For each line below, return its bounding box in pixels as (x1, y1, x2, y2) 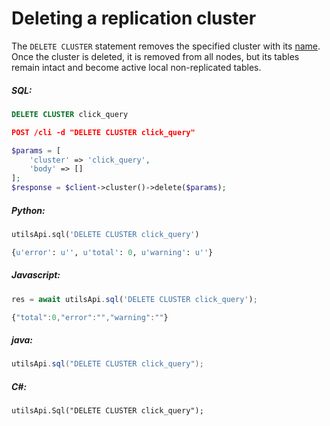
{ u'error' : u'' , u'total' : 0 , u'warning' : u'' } (11, 247, 214, 257)
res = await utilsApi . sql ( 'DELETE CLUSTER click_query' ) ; (11, 294, 258, 304)
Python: (11, 204, 46, 216)
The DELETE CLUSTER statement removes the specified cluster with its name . (11, 40, 321, 52)
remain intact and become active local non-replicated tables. (11, 61, 262, 73)
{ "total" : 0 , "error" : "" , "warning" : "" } (11, 312, 169, 322)
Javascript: (11, 269, 61, 281)
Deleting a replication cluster (11, 7, 257, 30)
